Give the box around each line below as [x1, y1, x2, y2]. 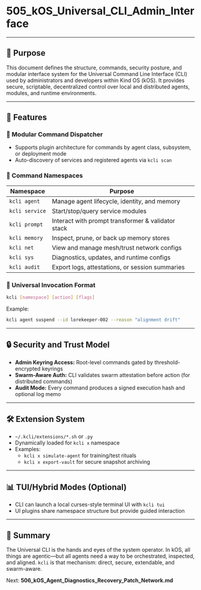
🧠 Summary [6, 530, 51, 540]
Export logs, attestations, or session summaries [51, 263, 185, 271]
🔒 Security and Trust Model [6, 340, 110, 350]
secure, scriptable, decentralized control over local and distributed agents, [6, 83, 190, 90]
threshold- [154, 358, 181, 366]
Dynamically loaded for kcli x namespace [14, 439, 120, 446]
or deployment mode [14, 150, 67, 157]
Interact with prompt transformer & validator [51, 217, 175, 225]
